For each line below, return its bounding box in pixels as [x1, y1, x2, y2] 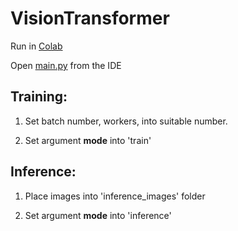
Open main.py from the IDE [10, 59, 122, 71]
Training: [10, 88, 68, 106]
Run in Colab [10, 40, 63, 52]
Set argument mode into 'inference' [24, 209, 172, 221]
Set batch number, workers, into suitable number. [24, 115, 228, 127]
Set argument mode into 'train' [24, 134, 152, 146]
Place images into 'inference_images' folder [24, 190, 206, 202]
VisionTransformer [10, 7, 170, 30]
